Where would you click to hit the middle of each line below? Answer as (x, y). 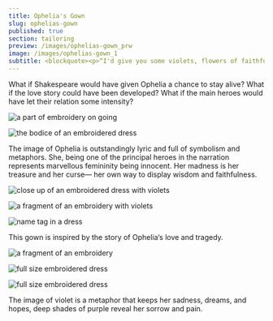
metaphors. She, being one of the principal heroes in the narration (119, 157)
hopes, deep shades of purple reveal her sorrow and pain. (106, 308)
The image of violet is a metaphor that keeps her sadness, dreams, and (128, 300)
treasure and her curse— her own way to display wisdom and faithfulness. (133, 174)
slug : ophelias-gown (43, 24)
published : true (36, 31)
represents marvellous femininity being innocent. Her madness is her (124, 165)
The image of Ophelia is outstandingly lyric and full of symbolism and (124, 148)
